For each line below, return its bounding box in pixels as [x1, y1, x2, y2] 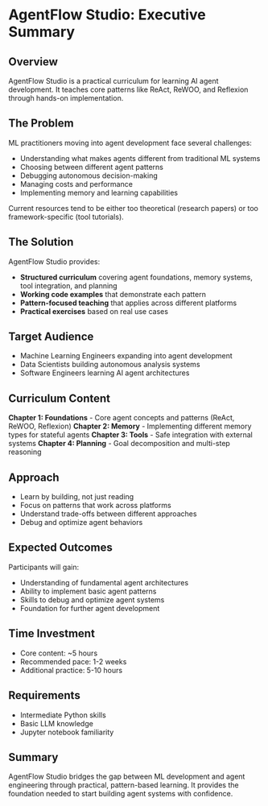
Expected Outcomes [8, 541, 113, 555]
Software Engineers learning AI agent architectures [19, 368, 190, 378]
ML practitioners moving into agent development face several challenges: [8, 138, 252, 147]
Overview [8, 55, 59, 68]
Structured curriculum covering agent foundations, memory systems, [19, 272, 254, 282]
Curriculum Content [8, 391, 111, 405]
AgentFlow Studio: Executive [8, 6, 207, 24]
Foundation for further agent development [19, 603, 160, 613]
